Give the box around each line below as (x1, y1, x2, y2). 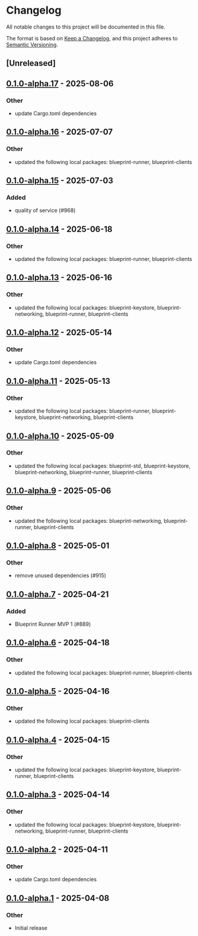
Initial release (14, 925, 47, 932)
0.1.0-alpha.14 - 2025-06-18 (6, 224, 113, 234)
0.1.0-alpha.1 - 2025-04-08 (6, 893, 110, 903)
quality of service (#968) (14, 207, 76, 214)
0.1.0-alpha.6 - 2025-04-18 (6, 638, 110, 648)
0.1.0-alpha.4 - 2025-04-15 (6, 735, 110, 745)
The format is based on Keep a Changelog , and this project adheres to (6, 34, 178, 42)
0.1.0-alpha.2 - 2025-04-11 (6, 844, 108, 855)
